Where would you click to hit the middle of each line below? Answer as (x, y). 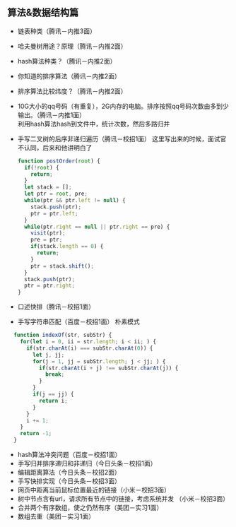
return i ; (53, 401)
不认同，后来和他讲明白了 (55, 148)
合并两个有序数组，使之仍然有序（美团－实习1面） (90, 508)
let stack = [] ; (48, 187)
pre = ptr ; (47, 240)
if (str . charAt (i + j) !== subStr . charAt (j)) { (108, 368)
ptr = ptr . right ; (50, 286)
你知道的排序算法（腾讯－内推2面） (69, 76)
